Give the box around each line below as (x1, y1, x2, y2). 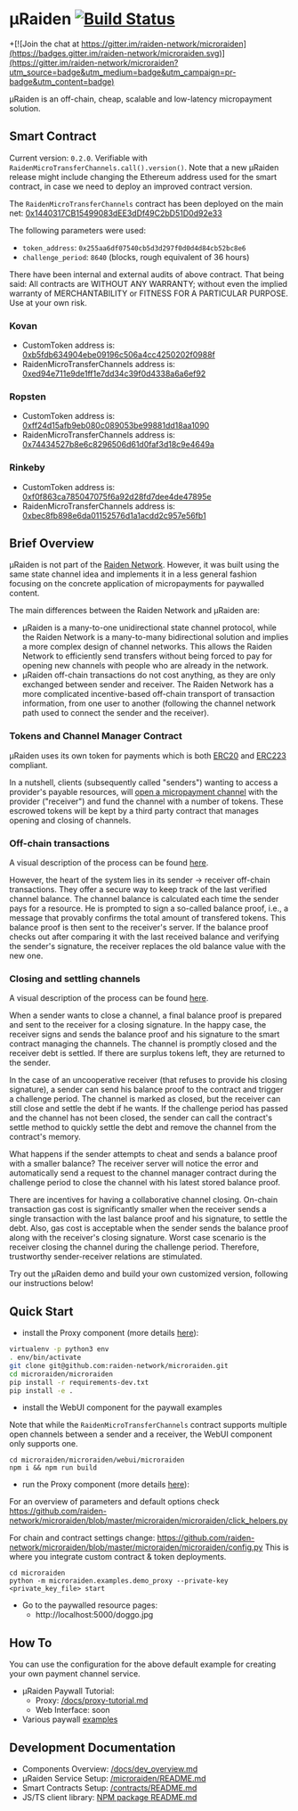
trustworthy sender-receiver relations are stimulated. (9, 1251, 203, 1262)
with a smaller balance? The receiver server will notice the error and (9, 1159, 259, 1169)
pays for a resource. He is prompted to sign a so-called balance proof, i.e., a (9, 903, 289, 914)
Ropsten (9, 390, 46, 403)
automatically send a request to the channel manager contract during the (9, 1168, 278, 1178)
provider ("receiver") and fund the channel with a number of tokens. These (9, 796, 284, 807)
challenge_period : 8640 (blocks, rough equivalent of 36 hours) (21, 251, 250, 262)
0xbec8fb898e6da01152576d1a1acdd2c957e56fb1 (21, 510, 206, 520)
